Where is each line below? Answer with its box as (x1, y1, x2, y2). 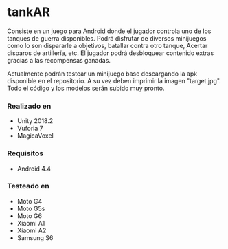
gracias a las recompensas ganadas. (7, 56, 111, 64)
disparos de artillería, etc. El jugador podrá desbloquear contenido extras (7, 49, 214, 57)
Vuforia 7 (16, 124, 43, 133)
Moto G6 (16, 211, 43, 220)
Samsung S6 (16, 233, 54, 241)
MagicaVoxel (16, 131, 54, 140)
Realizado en (7, 101, 52, 111)
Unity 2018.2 (16, 117, 54, 125)
